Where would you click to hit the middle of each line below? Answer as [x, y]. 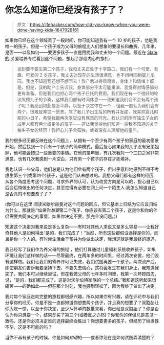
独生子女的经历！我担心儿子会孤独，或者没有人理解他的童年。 [79, 130]
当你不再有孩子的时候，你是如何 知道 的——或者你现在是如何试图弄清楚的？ [80, 337]
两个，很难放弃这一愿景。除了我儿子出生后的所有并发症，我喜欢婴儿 [85, 112]
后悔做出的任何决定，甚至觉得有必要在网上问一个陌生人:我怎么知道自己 [85, 187]
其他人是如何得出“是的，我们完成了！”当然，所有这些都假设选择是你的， [82, 232]
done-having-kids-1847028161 [48, 30]
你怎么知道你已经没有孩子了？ [65, 10]
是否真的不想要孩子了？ [29, 193]
